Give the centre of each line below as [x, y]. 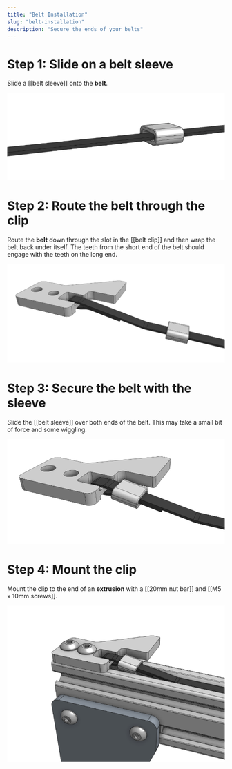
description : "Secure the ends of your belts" [75, 29]
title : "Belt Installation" [48, 14]
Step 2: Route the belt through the [106, 206]
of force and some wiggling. [47, 429]
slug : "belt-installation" [46, 22]
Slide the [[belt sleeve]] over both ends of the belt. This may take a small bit [115, 422]
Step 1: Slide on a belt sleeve [90, 64]
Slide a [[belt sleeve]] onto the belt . [58, 84]
